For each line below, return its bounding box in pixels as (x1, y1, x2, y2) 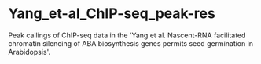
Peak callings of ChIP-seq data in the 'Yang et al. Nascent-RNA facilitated (8, 30, 246, 40)
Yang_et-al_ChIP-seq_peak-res (8, 5, 216, 23)
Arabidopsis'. (8, 47, 51, 56)
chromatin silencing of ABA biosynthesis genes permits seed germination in (8, 38, 254, 48)
